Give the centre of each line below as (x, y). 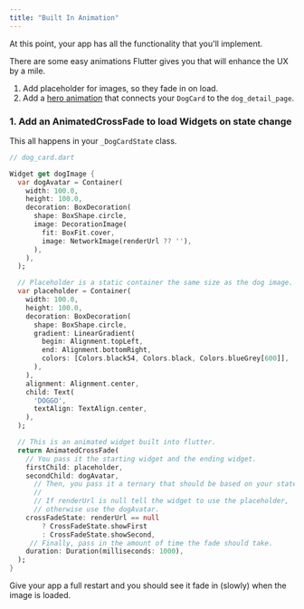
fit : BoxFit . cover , (79, 233)
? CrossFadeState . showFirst (95, 526)
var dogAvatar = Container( (71, 182)
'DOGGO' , (50, 400)
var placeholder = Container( (74, 291)
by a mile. (28, 71)
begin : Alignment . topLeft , (93, 342)
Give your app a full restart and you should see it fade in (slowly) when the (148, 585)
